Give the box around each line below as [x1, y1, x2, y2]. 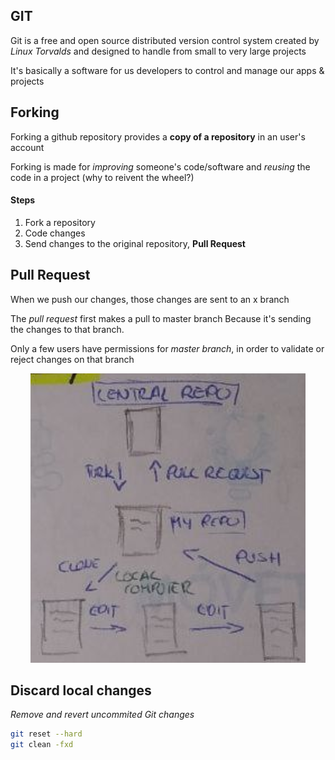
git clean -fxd [10, 740, 74, 750]
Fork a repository [24, 216, 96, 228]
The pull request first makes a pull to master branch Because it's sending [10, 312, 312, 324]
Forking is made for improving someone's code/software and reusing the [10, 160, 311, 173]
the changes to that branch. [10, 323, 125, 335]
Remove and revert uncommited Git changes [10, 709, 195, 721]
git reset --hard [10, 729, 83, 739]
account [10, 141, 45, 153]
